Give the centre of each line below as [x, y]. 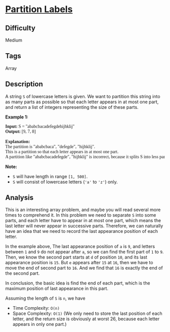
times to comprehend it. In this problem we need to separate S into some [81, 215]
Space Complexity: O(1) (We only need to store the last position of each [88, 314]
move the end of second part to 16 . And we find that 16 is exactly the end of [84, 268]
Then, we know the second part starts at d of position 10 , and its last [76, 257]
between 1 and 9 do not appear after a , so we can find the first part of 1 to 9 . [84, 252]
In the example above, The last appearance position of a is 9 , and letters [80, 246]
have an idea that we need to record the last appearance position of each [82, 231]
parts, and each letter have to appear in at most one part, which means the [83, 221]
